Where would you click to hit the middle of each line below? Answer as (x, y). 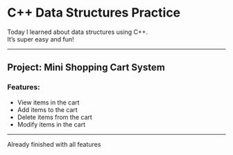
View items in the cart (48, 102)
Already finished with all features (54, 144)
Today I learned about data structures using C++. (78, 32)
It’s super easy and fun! (41, 39)
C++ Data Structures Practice (94, 13)
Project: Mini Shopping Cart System (86, 67)
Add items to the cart (47, 109)
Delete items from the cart (54, 117)
